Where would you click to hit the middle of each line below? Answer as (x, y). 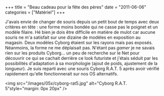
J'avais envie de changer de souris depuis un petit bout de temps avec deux (82, 22)
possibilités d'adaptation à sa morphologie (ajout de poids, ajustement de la (81, 63)
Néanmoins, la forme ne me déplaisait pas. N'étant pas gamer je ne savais (80, 48)
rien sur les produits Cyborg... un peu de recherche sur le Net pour (72, 53)
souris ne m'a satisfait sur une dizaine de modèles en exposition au (73, 37)
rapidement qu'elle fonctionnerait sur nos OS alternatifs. (62, 74)
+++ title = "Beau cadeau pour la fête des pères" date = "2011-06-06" (76, 7)
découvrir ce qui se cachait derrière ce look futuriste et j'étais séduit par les (82, 58)
